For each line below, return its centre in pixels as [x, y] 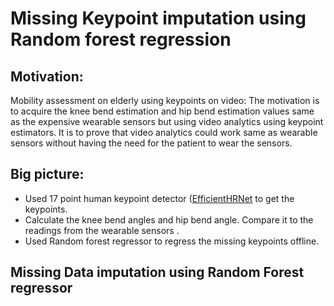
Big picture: [47, 174]
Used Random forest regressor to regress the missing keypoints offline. [172, 241]
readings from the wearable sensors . [102, 230]
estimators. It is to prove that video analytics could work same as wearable [164, 132]
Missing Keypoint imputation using [158, 18]
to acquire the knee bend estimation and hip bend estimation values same [162, 111]
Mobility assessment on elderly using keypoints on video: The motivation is [165, 100]
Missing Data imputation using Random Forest [157, 272]
